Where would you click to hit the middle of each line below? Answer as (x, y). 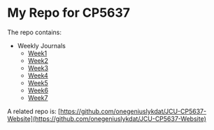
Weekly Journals (42, 45)
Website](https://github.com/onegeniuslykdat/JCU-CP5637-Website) (107, 118)
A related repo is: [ (34, 111)
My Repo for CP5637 (69, 13)
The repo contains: (34, 32)
